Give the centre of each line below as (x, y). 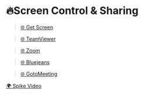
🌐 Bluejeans (35, 62)
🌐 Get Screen (37, 27)
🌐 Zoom (30, 50)
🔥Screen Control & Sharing (72, 11)
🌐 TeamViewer (38, 38)
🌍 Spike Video (24, 86)
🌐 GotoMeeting (39, 73)
